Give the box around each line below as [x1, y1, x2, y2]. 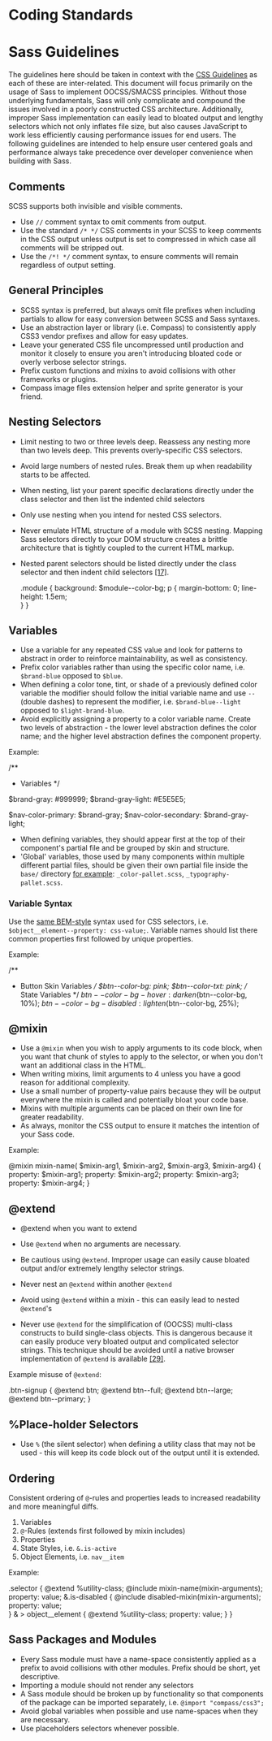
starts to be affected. [19, 470, 91, 479]
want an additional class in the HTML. [19, 1060, 146, 1070]
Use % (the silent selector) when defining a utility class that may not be [19, 1440, 256, 1449]
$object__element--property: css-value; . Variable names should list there [8, 925, 258, 935]
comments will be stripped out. [19, 242, 124, 253]
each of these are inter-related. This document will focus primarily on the [8, 79, 253, 89]
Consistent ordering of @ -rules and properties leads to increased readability [8, 1492, 261, 1502]
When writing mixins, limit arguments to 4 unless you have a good [19, 1069, 241, 1079]
